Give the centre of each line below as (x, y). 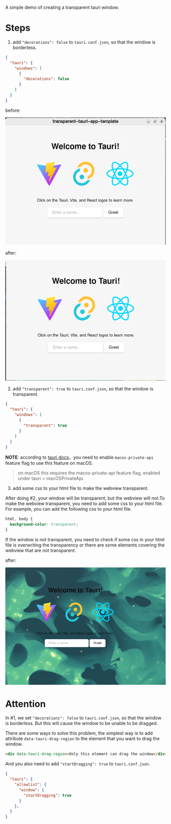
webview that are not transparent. (41, 551)
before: (13, 110)
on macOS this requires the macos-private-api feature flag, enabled (89, 473)
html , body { (19, 519)
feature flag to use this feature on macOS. (49, 463)
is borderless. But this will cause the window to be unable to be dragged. (82, 723)
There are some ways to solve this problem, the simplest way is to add (79, 733)
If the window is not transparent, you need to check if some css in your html (85, 540)
